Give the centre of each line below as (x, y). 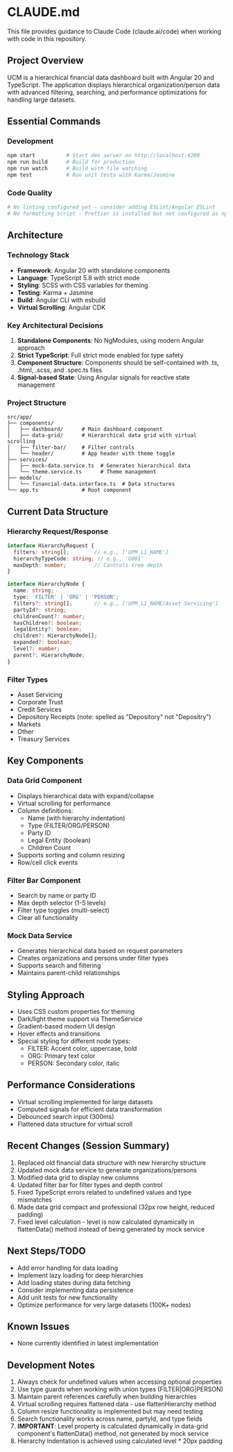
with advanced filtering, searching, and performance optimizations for (107, 92)
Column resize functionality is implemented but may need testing (110, 1412)
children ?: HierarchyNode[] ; (55, 636)
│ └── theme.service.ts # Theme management (82, 472)
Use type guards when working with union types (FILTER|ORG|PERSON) (120, 1389)
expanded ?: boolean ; (43, 643)
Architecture (35, 235)
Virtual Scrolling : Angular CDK (61, 307)
